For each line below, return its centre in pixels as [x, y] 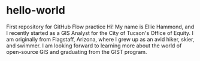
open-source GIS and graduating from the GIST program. [77, 52]
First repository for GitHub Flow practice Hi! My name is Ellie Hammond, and [100, 27]
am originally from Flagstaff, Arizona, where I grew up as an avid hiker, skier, [100, 39]
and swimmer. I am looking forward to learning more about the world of [94, 46]
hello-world [36, 10]
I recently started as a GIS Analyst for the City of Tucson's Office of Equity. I [100, 33]
